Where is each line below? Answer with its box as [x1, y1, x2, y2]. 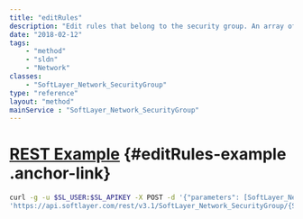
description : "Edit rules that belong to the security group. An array [9, 22, 284, 31]
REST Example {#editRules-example [9, 144, 287, 165]
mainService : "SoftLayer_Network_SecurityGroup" [9, 105, 200, 114]
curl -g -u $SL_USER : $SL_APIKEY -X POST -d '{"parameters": [9, 193, 241, 203]
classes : [9, 72, 42, 81]
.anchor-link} [9, 163, 111, 184]
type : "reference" [9, 88, 78, 97]
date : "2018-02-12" [9, 30, 83, 39]
